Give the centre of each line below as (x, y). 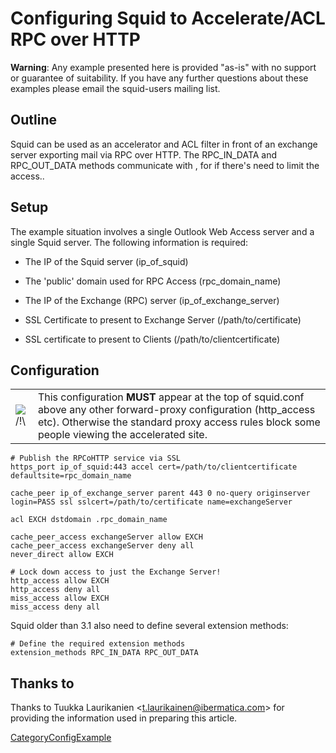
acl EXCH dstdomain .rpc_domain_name (89, 520)
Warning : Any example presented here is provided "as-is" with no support (163, 67)
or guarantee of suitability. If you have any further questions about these (159, 78)
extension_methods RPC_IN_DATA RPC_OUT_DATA (104, 653)
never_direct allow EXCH (62, 555)
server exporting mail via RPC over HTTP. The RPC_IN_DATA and (144, 154)
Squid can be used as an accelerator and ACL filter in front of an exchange (164, 144)
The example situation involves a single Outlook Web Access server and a (162, 231)
